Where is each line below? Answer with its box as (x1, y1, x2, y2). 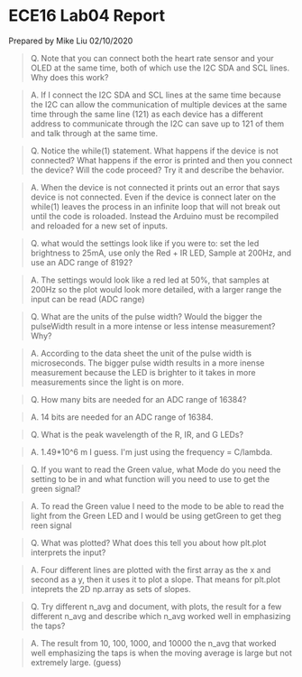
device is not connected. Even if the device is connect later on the (30, 191, 277, 202)
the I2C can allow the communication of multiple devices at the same (30, 98, 288, 109)
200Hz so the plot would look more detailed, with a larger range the (30, 283, 282, 294)
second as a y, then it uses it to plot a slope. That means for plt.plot (30, 574, 281, 585)
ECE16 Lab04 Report (8, 5, 166, 26)
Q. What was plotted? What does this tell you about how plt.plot (30, 537, 267, 548)
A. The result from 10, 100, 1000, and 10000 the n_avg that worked (30, 637, 277, 648)
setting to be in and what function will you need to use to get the (30, 473, 270, 484)
